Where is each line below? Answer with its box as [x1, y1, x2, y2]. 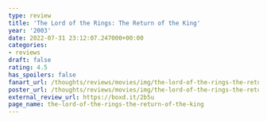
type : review [8, 11, 52, 20]
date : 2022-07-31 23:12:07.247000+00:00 [8, 33, 145, 42]
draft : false [8, 57, 52, 64]
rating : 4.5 [8, 64, 48, 72]
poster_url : [8, 85, 48, 94]
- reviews [8, 49, 41, 57]
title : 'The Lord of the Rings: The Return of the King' [8, 19, 201, 27]
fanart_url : [8, 78, 48, 86]
